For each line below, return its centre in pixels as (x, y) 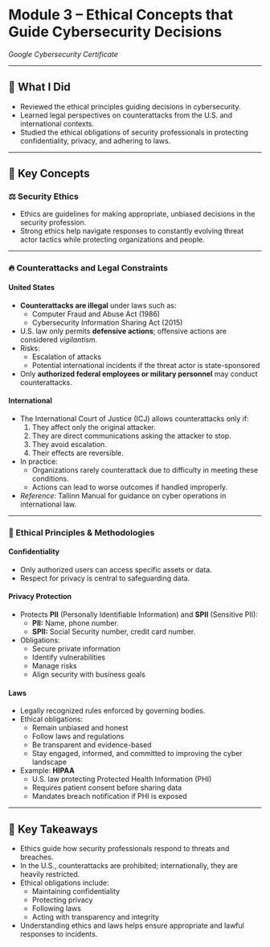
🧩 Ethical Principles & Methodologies (82, 532)
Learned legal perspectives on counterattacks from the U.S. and (126, 115)
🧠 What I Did (39, 87)
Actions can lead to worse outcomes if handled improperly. (130, 487)
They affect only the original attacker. (94, 427)
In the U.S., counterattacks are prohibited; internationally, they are (129, 866)
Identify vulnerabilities (69, 657)
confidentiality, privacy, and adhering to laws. (95, 141)
